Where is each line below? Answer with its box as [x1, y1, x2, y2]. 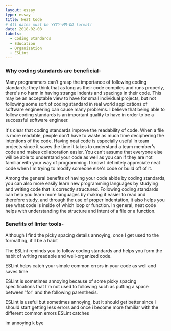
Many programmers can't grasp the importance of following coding [5, 79, 147, 85]
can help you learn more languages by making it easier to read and [5, 191, 146, 197]
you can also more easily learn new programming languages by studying [5, 180, 158, 187]
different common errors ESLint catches [5, 310, 89, 316]
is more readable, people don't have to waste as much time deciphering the [5, 132, 164, 138]
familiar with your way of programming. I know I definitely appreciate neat [5, 159, 161, 165]
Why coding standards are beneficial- [5, 67, 101, 74]
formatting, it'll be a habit [5, 238, 58, 244]
